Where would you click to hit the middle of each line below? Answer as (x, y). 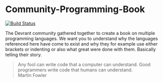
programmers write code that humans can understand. (75, 70)
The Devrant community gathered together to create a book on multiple (80, 33)
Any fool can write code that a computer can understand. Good (84, 64)
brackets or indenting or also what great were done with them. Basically (81, 49)
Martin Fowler (32, 75)
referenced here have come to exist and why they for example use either (81, 44)
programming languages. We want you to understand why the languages (81, 38)
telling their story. (24, 55)
